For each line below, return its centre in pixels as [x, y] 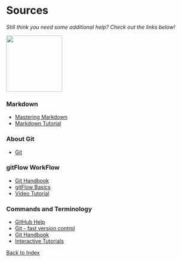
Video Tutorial [32, 193]
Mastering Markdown [41, 117]
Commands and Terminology [49, 209]
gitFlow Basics [33, 187]
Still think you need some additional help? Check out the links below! [91, 27]
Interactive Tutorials [39, 241]
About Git [20, 139]
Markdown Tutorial [38, 124]
